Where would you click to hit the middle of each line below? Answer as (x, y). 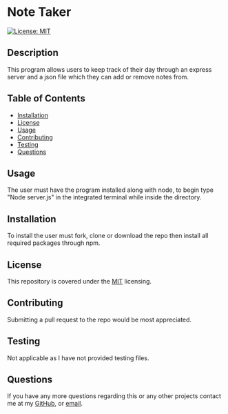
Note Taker (39, 12)
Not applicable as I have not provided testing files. (78, 358)
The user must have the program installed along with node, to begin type (111, 190)
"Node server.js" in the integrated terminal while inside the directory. (104, 197)
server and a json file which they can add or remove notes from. (98, 77)
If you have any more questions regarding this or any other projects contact (114, 396)
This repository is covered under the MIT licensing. (80, 281)
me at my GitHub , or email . (45, 404)
